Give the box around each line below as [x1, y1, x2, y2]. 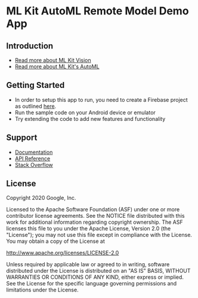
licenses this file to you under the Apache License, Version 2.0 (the [6, 225, 171, 232]
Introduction [6, 41, 54, 51]
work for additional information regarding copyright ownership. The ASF [6, 218, 183, 226]
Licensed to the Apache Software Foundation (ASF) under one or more [6, 206, 180, 213]
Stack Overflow [14, 161, 54, 168]
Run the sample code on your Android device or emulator [14, 109, 156, 116]
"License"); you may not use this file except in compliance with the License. [6, 232, 193, 239]
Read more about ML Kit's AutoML [14, 63, 100, 70]
